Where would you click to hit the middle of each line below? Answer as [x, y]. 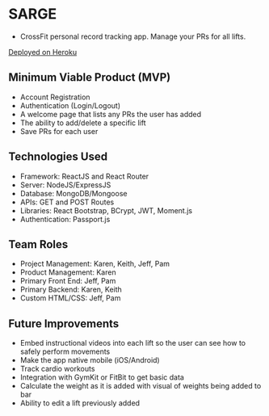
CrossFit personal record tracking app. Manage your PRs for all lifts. [133, 36]
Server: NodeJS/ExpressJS [65, 185]
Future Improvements [64, 324]
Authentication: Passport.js [65, 219]
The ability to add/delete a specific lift [83, 123]
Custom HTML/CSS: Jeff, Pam [70, 298]
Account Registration [55, 97]
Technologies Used [58, 157]
